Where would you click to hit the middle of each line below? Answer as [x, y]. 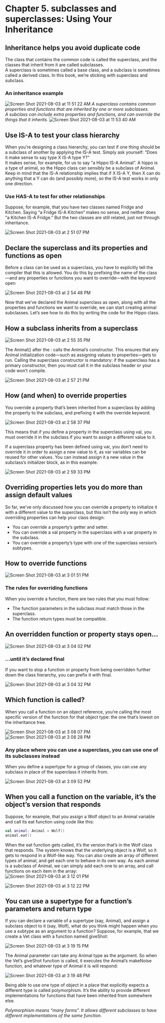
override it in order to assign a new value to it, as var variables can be [76, 452]
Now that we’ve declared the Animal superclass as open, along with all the [81, 302]
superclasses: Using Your [59, 19]
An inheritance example [34, 93]
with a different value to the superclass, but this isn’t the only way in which [81, 512]
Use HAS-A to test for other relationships [55, 197]
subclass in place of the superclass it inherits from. [57, 772]
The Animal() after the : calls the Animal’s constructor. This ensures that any [82, 350]
